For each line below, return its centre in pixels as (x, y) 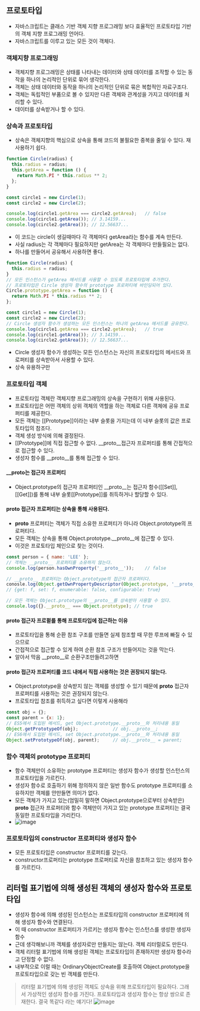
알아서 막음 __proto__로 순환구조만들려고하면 (67, 657)
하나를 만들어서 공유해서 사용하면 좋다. (59, 252)
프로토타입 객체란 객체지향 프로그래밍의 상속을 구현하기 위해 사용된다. (95, 398)
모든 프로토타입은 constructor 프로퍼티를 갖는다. (71, 853)
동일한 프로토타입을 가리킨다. (48, 815)
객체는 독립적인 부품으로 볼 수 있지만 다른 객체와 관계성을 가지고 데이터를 (99, 95)
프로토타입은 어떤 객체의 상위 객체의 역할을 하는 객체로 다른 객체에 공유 (96, 405)
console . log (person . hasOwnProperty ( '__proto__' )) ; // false (86, 568)
